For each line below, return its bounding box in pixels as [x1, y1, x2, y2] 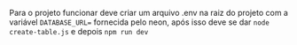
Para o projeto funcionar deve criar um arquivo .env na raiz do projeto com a [9, 8, 288, 18]
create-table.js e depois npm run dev [9, 26, 149, 36]
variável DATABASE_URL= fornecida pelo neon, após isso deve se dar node [9, 17, 270, 27]
